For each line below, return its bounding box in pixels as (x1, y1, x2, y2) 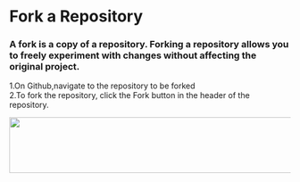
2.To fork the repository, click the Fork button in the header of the (9, 90, 250, 101)
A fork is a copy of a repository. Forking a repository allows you (9, 38, 289, 51)
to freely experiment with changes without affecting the (9, 49, 257, 62)
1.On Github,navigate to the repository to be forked (9, 80, 196, 91)
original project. (9, 61, 80, 73)
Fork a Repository (9, 6, 144, 27)
